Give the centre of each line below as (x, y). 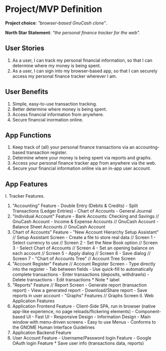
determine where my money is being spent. (56, 65)
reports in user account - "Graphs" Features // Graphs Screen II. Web (83, 296)
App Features (27, 184)
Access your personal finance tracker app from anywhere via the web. (84, 163)
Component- (148, 312)
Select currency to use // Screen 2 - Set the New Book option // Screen (85, 243)
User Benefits (27, 92)
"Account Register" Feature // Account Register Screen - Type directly (84, 264)
